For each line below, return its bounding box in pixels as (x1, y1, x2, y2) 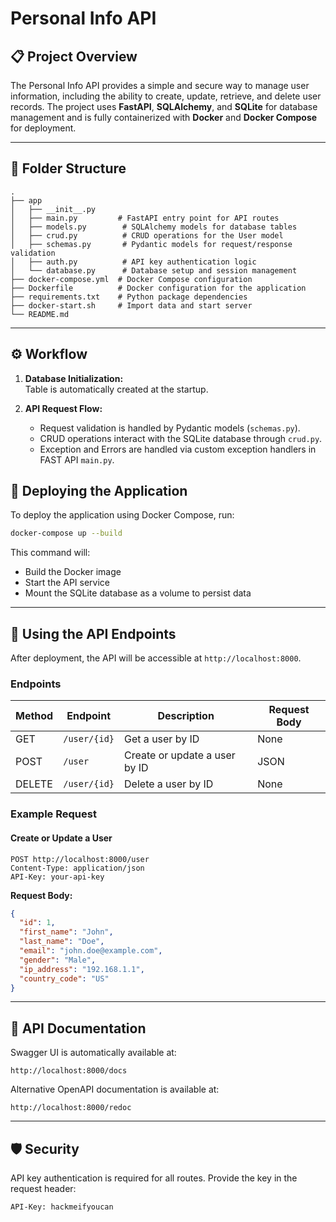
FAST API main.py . (39, 453, 115, 466)
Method (15, 709, 54, 723)
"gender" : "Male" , (19, 955, 97, 965)
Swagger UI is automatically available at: (10, 1047, 177, 1059)
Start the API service (24, 577, 111, 589)
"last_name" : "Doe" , (19, 937, 105, 947)
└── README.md (10, 309, 70, 319)
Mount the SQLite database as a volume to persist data (24, 587, 252, 599)
